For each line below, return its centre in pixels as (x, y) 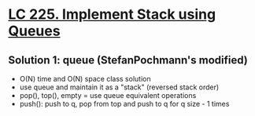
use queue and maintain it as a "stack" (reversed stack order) (119, 87)
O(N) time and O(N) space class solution (85, 79)
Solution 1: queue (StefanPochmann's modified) (128, 60)
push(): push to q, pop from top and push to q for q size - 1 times (124, 104)
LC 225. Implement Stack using (112, 14)
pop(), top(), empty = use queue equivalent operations (108, 95)
